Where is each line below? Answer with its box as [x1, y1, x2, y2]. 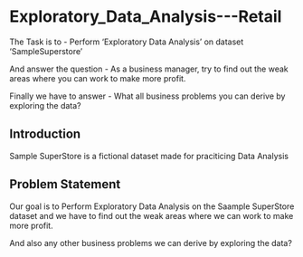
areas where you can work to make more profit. [9, 72, 186, 83]
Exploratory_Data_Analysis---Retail [9, 6, 282, 27]
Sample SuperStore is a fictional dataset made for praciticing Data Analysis [9, 150, 289, 161]
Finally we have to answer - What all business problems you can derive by [9, 90, 286, 101]
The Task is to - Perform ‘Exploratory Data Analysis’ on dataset [9, 36, 244, 47]
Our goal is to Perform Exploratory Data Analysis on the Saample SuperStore [9, 201, 295, 212]
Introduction [9, 127, 81, 142]
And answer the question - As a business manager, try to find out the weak [9, 63, 289, 74]
